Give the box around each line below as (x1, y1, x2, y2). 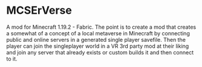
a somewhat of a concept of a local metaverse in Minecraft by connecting (6, 29, 191, 36)
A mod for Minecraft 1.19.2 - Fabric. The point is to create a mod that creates (6, 23, 197, 31)
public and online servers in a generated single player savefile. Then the (6, 36, 186, 43)
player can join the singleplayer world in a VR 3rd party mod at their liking (6, 42, 189, 50)
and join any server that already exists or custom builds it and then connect (6, 48, 194, 56)
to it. (6, 55, 18, 62)
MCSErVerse (6, 4, 73, 17)
